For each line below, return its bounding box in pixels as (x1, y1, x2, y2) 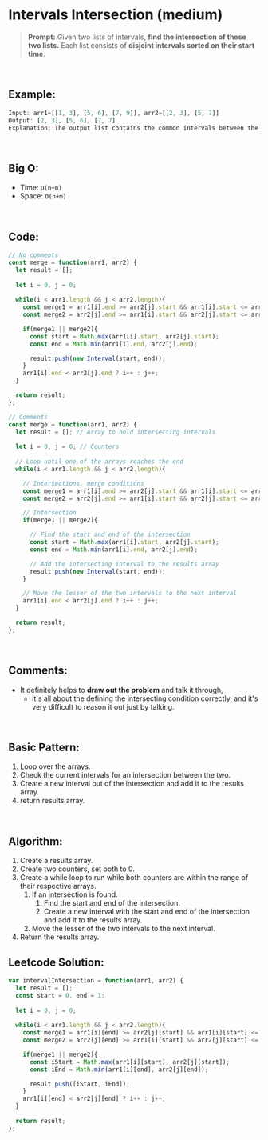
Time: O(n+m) (19, 182, 62, 193)
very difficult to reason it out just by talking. (31, 702, 175, 711)
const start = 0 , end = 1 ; (15, 991, 105, 999)
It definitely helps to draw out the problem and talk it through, (19, 685, 223, 694)
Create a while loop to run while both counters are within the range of (19, 873, 249, 882)
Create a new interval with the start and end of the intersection (43, 906, 250, 917)
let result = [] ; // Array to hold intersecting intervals (15, 428, 216, 436)
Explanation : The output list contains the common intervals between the (8, 124, 259, 132)
